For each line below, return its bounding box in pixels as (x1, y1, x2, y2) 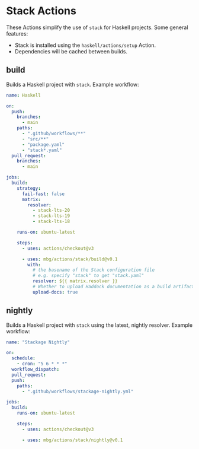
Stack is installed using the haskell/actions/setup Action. (14, 42, 156, 49)
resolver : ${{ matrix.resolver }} (32, 278, 118, 284)
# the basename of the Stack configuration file (32, 267, 155, 273)
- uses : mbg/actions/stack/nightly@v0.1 (21, 437, 123, 443)
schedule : (11, 355, 36, 361)
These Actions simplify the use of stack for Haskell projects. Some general (6, 24, 188, 31)
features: (6, 30, 28, 37)
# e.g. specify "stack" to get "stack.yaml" (32, 273, 145, 279)
